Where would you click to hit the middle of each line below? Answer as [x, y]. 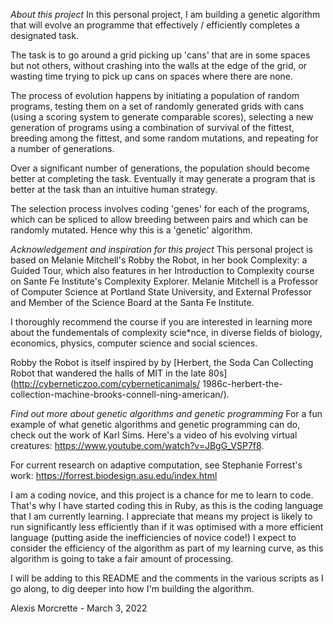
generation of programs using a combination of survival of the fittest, [152, 127]
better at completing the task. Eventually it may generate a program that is [163, 178]
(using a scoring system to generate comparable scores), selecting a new [162, 117]
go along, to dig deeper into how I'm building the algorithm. [132, 588]
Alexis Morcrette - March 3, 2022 [79, 608]
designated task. [44, 35]
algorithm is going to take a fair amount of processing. [122, 558]
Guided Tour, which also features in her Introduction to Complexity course [162, 270]
